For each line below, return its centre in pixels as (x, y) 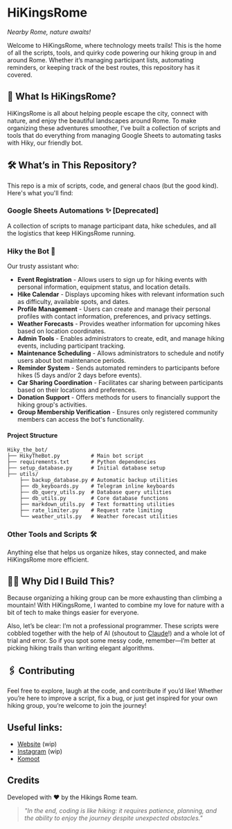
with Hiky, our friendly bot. (45, 143)
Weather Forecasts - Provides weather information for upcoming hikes (118, 324)
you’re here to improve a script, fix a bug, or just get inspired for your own (113, 698)
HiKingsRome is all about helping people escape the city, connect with (108, 113)
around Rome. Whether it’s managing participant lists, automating (100, 60)
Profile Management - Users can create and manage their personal (114, 309)
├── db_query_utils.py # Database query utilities (96, 492)
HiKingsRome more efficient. (48, 560)
